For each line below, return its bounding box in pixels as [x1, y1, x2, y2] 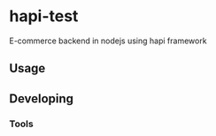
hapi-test [9, 6, 79, 26]
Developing [9, 91, 73, 106]
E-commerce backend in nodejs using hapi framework [9, 35, 207, 46]
